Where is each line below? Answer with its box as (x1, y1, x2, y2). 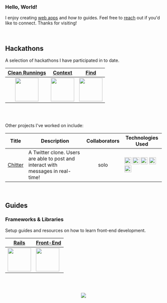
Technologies (125, 135, 159, 142)
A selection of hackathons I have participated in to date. (5, 57, 120, 63)
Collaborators (86, 138, 120, 145)
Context (53, 69, 73, 76)
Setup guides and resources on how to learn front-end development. (5, 227, 146, 233)
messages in (28, 168, 58, 175)
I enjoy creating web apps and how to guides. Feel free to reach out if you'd (5, 15, 160, 21)
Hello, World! (5, 3, 38, 10)
